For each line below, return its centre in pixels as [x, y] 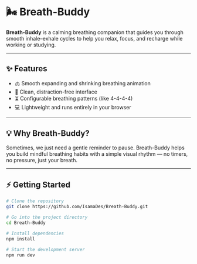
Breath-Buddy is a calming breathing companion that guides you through [95, 32]
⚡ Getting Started [38, 184]
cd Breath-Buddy [26, 223]
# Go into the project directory [47, 218]
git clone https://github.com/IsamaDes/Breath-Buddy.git [77, 207]
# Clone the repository [35, 201]
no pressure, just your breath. [42, 160]
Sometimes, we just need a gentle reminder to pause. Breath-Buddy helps [95, 148]
